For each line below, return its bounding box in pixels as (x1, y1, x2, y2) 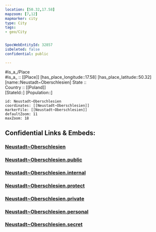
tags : (5, 25, 16, 30)
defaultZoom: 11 (5, 112, 38, 116)
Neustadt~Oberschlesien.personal (5, 208, 89, 215)
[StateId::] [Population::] (5, 89, 53, 95)
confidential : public (5, 51, 49, 56)
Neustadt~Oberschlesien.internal (5, 169, 86, 176)
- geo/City (5, 29, 27, 34)
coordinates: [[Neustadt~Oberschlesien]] (5, 103, 90, 108)
